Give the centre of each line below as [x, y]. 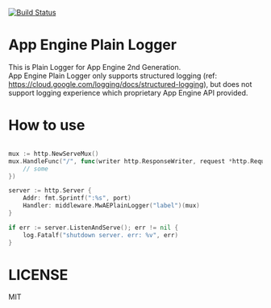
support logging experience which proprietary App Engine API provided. [128, 92]
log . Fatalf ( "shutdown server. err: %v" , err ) [101, 235]
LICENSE [38, 275]
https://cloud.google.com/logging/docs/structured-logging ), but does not [130, 84]
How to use [47, 125]
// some [35, 169]
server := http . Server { [50, 191]
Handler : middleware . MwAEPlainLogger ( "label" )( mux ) [111, 206]
